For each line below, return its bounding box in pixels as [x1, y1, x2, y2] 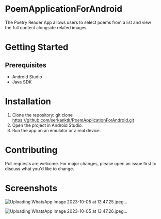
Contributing [5, 145, 58, 156]
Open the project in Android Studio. [12, 122, 83, 128]
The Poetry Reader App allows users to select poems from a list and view [5, 19, 152, 25]
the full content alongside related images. [5, 24, 88, 30]
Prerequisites [5, 61, 47, 69]
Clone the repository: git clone [12, 112, 73, 118]
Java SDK [12, 79, 32, 84]
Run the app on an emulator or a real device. [12, 127, 101, 133]
